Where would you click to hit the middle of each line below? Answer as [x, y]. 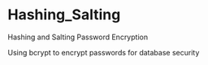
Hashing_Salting [64, 15]
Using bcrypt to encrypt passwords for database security [104, 52]
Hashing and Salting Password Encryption [78, 37]
